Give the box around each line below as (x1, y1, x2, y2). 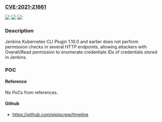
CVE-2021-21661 (5, 3, 47, 10)
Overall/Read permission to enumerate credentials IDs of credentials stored (5, 49, 158, 55)
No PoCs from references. (5, 89, 58, 95)
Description (5, 27, 34, 34)
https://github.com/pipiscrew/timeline (12, 111, 89, 117)
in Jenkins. (5, 54, 27, 60)
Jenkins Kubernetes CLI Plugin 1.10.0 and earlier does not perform (5, 38, 138, 45)
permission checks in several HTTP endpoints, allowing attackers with (5, 44, 147, 49)
